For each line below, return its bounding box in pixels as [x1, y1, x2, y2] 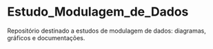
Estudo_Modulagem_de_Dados [7, 4, 189, 20]
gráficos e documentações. [7, 33, 85, 42]
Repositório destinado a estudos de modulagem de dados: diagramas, [7, 27, 207, 35]
